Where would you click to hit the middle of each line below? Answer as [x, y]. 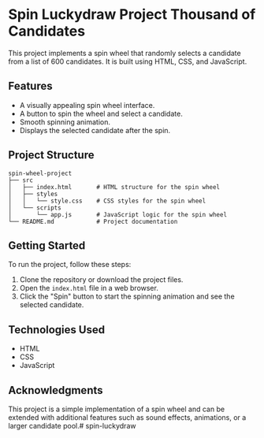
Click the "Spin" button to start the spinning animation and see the [127, 296]
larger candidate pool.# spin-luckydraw [72, 426]
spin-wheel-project [40, 173]
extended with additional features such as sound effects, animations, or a [127, 418]
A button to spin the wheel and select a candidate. [101, 113]
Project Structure [51, 155]
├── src [21, 180]
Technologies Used [56, 330]
